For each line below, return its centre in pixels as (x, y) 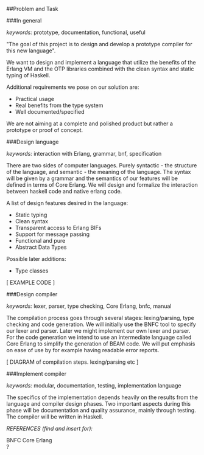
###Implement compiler (37, 374)
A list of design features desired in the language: (67, 203)
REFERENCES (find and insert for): (50, 429)
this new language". (31, 50)
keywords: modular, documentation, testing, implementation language (94, 385)
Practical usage (35, 99)
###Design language (33, 142)
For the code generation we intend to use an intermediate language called (99, 337)
